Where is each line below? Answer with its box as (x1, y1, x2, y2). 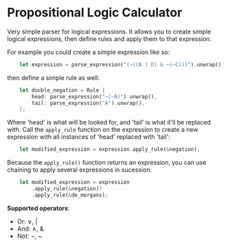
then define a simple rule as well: (7, 73, 100, 81)
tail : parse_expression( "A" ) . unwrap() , (31, 99, 146, 107)
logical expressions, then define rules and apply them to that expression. (7, 34, 212, 42)
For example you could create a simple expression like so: (7, 48, 170, 56)
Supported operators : (7, 204, 70, 212)
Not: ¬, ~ (16, 231, 42, 240)
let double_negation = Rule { (19, 87, 106, 94)
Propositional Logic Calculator (7, 5, 183, 21)
